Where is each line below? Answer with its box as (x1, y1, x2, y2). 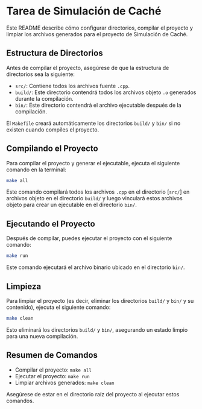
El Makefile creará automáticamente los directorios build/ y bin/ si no (6, 119, 181, 127)
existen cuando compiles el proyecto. (6, 125, 99, 133)
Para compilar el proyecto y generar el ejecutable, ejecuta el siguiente (6, 159, 180, 166)
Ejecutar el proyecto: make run (14, 372, 90, 379)
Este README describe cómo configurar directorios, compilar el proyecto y (6, 24, 193, 31)
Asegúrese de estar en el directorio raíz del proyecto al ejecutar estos (6, 390, 180, 398)
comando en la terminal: (6, 166, 66, 173)
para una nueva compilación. (6, 332, 78, 340)
